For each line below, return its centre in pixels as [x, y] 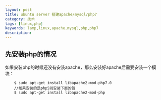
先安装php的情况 [31, 54]
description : [19, 33]
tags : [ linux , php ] [24, 24]
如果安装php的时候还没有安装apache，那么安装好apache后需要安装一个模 [81, 67]
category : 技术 [20, 19]
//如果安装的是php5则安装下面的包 [45, 88]
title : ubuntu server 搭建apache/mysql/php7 [51, 14]
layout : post [19, 10]
